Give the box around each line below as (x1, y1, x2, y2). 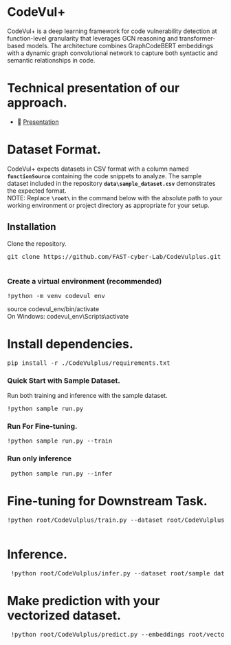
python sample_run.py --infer (10, 469, 113, 477)
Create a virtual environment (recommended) (7, 276, 162, 286)
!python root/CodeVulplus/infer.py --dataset (10, 569, 167, 577)
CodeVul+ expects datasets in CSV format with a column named (7, 165, 189, 173)
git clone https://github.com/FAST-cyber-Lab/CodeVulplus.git (7, 253, 221, 260)
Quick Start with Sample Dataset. (7, 376, 120, 385)
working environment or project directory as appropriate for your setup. (7, 201, 210, 209)
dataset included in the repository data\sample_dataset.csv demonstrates (7, 179, 216, 187)
